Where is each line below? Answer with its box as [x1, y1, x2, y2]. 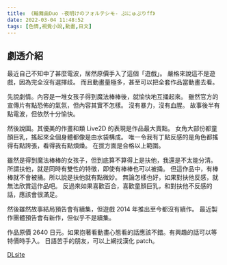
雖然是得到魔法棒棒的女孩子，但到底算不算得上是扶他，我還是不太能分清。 [7, 156, 217, 165]
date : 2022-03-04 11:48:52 [7, 16, 84, 23]
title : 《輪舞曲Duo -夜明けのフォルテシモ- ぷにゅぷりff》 [7, 10, 155, 17]
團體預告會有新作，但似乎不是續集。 [12, 214, 115, 222]
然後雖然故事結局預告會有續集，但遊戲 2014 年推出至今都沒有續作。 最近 [7, 205, 212, 214]
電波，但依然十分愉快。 [12, 110, 79, 118]
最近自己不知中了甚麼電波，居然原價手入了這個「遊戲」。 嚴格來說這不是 [7, 69, 210, 78]
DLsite [7, 251, 25, 259]
